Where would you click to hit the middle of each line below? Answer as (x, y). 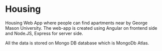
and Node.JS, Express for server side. (44, 33)
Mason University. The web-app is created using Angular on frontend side (81, 28)
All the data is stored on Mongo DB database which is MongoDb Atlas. (77, 43)
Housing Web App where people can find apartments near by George (77, 23)
